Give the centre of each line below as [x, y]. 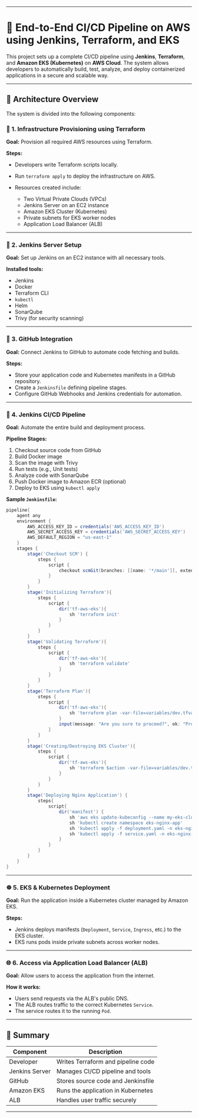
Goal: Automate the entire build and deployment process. [76, 427]
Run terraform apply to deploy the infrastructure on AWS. [85, 176]
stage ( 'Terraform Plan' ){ [59, 691]
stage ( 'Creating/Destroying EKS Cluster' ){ [81, 746]
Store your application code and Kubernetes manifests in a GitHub [95, 375]
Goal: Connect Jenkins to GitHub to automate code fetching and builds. [93, 352]
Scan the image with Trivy [46, 462]
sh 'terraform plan [93, 713]
